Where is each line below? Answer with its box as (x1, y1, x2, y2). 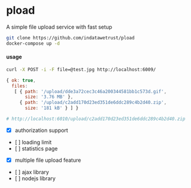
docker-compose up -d (6, 40, 60, 47)
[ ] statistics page (14, 144, 58, 152)
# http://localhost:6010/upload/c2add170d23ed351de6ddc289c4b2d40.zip (6, 116, 186, 122)
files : (11, 83, 28, 89)
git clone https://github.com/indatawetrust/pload (6, 35, 135, 41)
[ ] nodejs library (14, 175, 56, 182)
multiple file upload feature (14, 156, 82, 164)
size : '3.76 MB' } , (24, 94, 73, 100)
